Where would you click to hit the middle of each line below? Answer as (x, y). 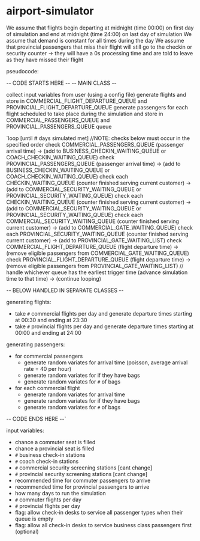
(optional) (27, 531)
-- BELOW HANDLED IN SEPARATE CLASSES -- (65, 290)
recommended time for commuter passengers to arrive (83, 480)
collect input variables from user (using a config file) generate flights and (96, 94)
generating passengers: (36, 344)
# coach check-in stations (47, 461)
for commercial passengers (49, 356)
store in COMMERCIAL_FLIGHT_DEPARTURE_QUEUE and (77, 101)
